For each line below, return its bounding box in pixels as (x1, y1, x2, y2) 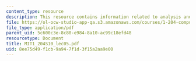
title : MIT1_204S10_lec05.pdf (6, 41, 80, 47)
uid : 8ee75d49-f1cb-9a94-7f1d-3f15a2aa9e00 (6, 46, 114, 52)
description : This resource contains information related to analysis (6, 14, 181, 20)
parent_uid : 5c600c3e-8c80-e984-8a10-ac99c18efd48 (6, 30, 132, 36)
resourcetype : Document (6, 35, 64, 41)
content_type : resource (6, 8, 64, 15)
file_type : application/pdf (6, 24, 75, 31)
